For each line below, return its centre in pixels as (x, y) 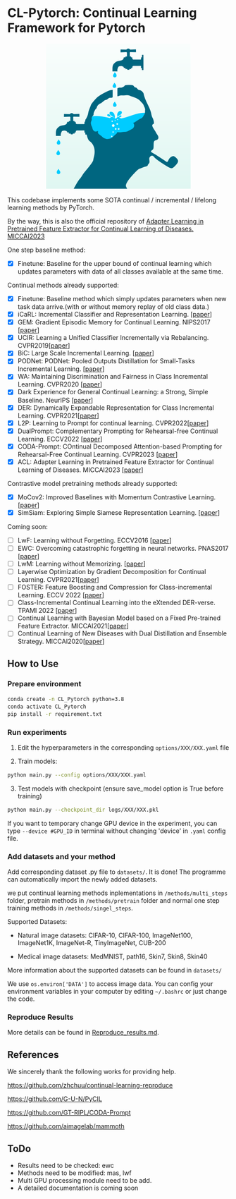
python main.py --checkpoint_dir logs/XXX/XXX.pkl (83, 810)
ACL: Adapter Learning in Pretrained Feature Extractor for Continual (116, 462)
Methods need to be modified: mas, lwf (74, 1173)
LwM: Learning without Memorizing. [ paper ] (81, 564)
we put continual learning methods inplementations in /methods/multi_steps (117, 893)
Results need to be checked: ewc (66, 1166)
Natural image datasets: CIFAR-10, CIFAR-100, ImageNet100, (105, 935)
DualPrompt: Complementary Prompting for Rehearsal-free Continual (118, 431)
